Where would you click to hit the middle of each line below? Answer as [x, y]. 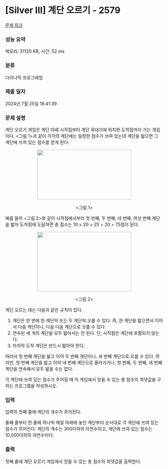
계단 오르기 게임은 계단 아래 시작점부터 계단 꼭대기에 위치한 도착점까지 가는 [78, 130]
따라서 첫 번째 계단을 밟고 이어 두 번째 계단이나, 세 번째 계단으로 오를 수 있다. [80, 357]
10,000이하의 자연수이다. [30, 435]
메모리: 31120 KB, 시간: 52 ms [35, 51]
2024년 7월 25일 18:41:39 [31, 103]
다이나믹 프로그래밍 [24, 77]
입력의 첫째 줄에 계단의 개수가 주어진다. [43, 412]
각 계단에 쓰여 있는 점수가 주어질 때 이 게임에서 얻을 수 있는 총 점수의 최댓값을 [81, 380]
